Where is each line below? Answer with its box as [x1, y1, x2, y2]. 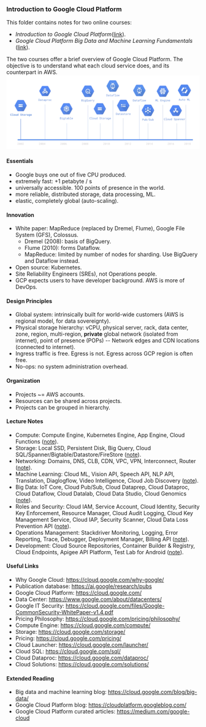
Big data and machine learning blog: [15, 688, 107, 696]
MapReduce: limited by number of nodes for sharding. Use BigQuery [24, 250, 198, 258]
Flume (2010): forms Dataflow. [24, 244, 101, 252]
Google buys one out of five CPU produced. [15, 171, 127, 178]
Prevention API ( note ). [15, 522, 71, 530]
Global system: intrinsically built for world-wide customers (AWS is [15, 311, 184, 318]
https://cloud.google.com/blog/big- [107, 688, 197, 696]
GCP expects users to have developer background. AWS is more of [15, 277, 185, 284]
